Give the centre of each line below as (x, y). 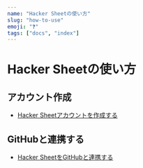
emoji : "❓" (23, 26)
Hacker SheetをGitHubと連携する (65, 158)
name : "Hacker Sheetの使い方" (49, 14)
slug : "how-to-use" (36, 20)
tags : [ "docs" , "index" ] (43, 33)
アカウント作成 (39, 97)
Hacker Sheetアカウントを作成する (67, 115)
